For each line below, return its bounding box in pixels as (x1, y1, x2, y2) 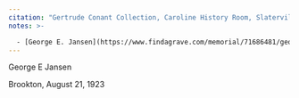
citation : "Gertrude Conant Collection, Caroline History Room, (8, 12, 253, 22)
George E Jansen (8, 61, 72, 72)
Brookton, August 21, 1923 (8, 79, 105, 90)
